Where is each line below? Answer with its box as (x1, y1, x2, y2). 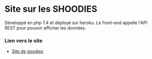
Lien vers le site (4, 37, 43, 44)
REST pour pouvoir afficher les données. (4, 25, 87, 30)
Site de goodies (11, 48, 43, 55)
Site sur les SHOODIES (4, 3, 97, 15)
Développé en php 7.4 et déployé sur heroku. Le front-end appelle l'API (4, 20, 148, 26)
